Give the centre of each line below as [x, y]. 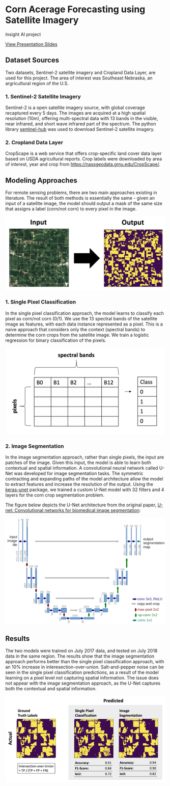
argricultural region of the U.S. [37, 83]
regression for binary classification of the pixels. [56, 340]
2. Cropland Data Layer [34, 142]
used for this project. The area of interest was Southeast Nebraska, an [79, 78]
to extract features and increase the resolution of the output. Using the [79, 484]
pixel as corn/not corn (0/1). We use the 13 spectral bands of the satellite [81, 318]
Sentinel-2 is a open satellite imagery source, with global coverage [75, 107]
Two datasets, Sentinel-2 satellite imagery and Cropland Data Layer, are [80, 72]
